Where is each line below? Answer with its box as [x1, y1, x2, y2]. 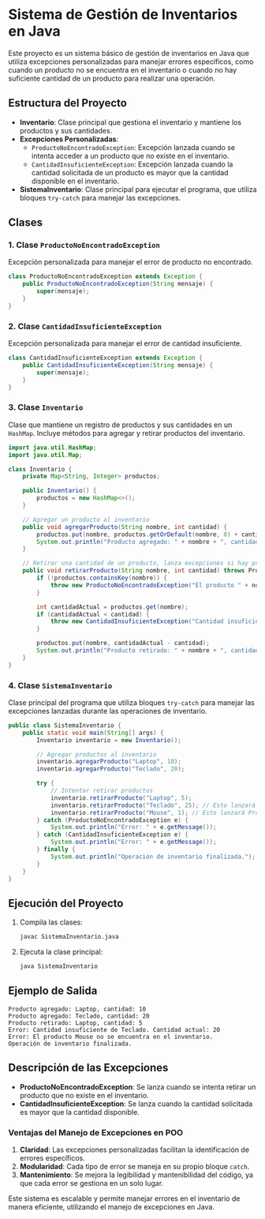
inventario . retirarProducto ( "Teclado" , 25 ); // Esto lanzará [50, 801, 256, 809]
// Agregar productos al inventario [36, 750, 157, 759]
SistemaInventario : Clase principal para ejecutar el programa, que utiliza [19, 184, 258, 194]
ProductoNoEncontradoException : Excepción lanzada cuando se [31, 142, 235, 152]
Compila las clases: [19, 917, 83, 927]
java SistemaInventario [19, 962, 99, 970]
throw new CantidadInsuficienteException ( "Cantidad [50, 617, 224, 625]
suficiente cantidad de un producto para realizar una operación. [8, 73, 215, 83]
